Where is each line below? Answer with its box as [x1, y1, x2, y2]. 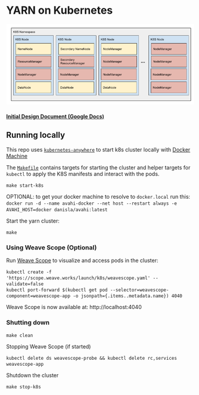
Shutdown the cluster [6, 372, 59, 379]
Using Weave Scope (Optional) [6, 243, 97, 251]
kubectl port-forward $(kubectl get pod [6, 287, 108, 293]
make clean [6, 332, 33, 339]
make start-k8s [6, 183, 44, 189]
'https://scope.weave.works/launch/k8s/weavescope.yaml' [6, 275, 151, 281]
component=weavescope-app [6, 293, 70, 299]
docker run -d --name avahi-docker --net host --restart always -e [6, 200, 178, 206]
